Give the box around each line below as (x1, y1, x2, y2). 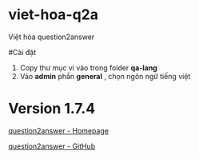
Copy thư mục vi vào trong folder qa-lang (19, 62, 157, 73)
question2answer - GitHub (8, 141, 96, 151)
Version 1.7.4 (8, 100, 96, 117)
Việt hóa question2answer (8, 32, 95, 42)
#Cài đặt (8, 47, 37, 57)
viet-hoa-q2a (8, 6, 98, 24)
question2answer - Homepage (8, 125, 109, 135)
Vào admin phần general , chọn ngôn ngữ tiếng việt (19, 71, 191, 81)
